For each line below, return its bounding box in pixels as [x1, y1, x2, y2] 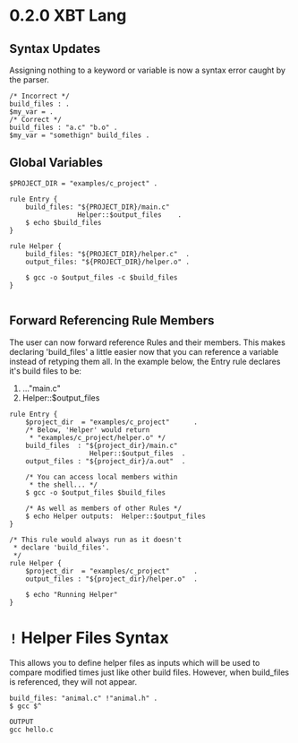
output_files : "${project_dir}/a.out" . [25, 456, 186, 466]
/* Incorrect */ [9, 91, 70, 100]
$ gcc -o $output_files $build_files [25, 488, 166, 497]
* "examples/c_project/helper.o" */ [29, 433, 166, 442]
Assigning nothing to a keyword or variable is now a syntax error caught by [9, 65, 286, 75]
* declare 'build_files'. [13, 543, 110, 552]
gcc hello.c [9, 725, 54, 734]
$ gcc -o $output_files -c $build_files [25, 272, 178, 282]
